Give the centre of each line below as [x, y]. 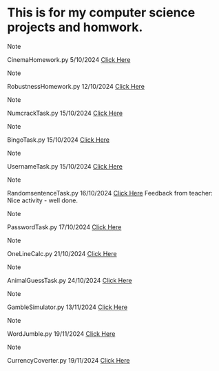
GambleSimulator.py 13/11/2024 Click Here [67, 307]
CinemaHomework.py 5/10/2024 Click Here [69, 59]
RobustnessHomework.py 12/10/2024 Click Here [76, 86]
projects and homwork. [75, 27]
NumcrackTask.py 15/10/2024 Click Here [65, 113]
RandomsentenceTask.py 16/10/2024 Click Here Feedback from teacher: [110, 193]
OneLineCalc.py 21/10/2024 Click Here [62, 253]
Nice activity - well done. [42, 200]
